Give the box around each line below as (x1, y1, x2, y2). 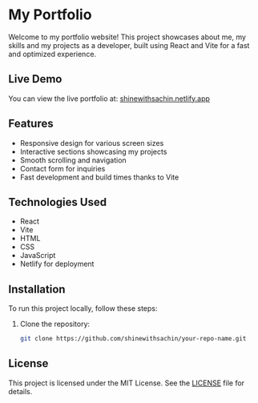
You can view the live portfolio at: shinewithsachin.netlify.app (8, 94, 211, 103)
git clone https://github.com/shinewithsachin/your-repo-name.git (19, 335, 247, 343)
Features (8, 117, 54, 131)
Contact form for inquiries (19, 163, 106, 173)
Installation (8, 282, 66, 296)
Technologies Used (8, 195, 107, 209)
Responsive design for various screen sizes (19, 138, 164, 147)
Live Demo (8, 72, 62, 86)
